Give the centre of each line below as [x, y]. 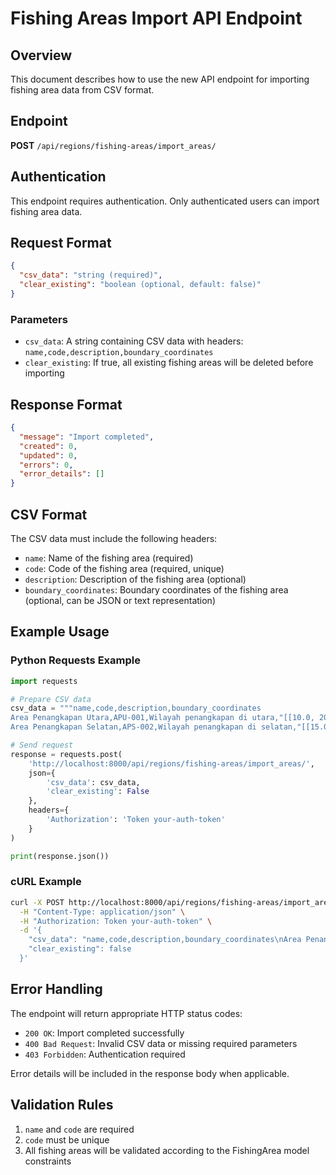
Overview [41, 55]
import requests [44, 681]
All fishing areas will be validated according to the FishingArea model [167, 1150]
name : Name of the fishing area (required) [109, 558]
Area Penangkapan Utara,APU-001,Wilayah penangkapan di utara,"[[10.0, [162, 718]
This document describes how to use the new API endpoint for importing [160, 79]
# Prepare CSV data [51, 699]
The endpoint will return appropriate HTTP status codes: [126, 1013]
